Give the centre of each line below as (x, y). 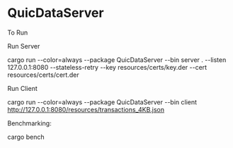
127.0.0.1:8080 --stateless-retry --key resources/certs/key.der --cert (107, 67)
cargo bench (26, 137)
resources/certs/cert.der (43, 75)
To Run (18, 32)
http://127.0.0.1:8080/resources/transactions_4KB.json (86, 109)
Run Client (22, 88)
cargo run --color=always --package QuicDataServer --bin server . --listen (117, 60)
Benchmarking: (29, 123)
